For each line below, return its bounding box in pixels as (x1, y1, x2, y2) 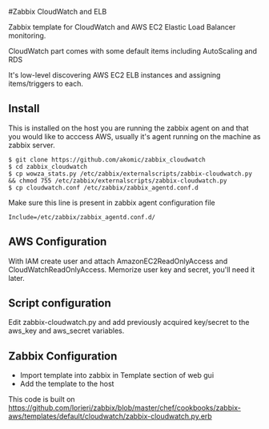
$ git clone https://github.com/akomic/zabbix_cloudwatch (8, 155, 206, 163)
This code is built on (8, 395, 75, 404)
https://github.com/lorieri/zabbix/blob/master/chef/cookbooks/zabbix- (8, 403, 242, 413)
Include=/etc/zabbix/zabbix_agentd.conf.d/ (8, 213, 156, 221)
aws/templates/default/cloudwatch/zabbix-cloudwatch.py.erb (8, 411, 212, 421)
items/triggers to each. (8, 79, 84, 88)
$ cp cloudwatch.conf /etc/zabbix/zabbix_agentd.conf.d (8, 183, 199, 191)
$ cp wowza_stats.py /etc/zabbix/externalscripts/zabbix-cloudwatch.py (8, 170, 252, 178)
